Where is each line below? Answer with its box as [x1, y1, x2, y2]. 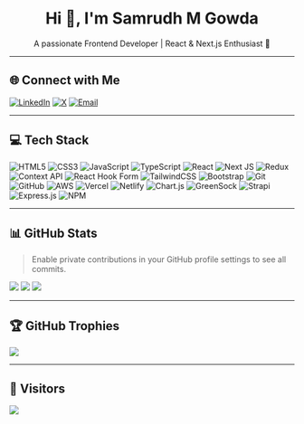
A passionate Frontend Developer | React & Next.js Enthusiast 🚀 [33, 38, 271, 49]
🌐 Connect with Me [9, 72, 120, 89]
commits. [31, 264, 66, 275]
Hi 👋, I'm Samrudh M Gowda [44, 8, 260, 29]
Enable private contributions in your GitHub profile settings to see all [31, 254, 287, 265]
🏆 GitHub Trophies [9, 318, 120, 334]
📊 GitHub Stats [9, 225, 98, 240]
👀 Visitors [9, 381, 66, 396]
